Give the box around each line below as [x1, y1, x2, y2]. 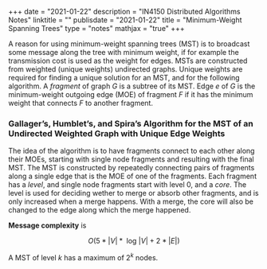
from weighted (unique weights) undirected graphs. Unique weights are [8, 64, 243, 74]
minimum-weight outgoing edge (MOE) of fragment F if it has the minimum [8, 90, 253, 99]
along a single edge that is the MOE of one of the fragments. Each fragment [8, 171, 257, 181]
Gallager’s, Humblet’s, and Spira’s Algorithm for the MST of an [8, 118, 253, 129]
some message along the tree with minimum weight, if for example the [8, 48, 239, 57]
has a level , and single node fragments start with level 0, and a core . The [8, 180, 247, 189]
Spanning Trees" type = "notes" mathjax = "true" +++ [8, 24, 185, 33]
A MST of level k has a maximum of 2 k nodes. [8, 251, 159, 262]
